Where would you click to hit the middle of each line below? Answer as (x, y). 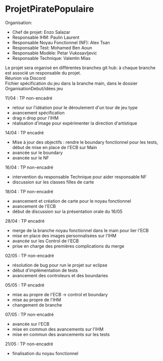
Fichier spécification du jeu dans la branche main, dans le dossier (71, 83)
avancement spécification (38, 113)
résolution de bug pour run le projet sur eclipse (60, 265)
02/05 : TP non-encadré (29, 256)
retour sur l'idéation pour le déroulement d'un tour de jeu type (75, 107)
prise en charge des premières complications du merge (68, 246)
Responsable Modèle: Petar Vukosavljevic (54, 53)
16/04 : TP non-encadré (29, 167)
